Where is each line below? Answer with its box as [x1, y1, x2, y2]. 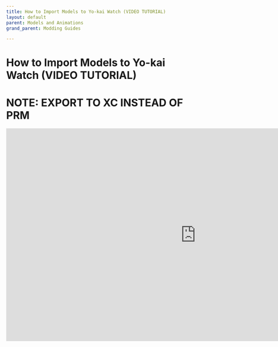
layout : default [6, 14, 46, 20]
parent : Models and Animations [6, 20, 84, 26]
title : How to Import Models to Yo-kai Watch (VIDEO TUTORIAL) [6, 8, 166, 15]
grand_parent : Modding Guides [6, 25, 81, 31]
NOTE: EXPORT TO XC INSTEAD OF [6, 96, 184, 109]
